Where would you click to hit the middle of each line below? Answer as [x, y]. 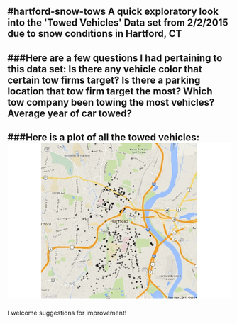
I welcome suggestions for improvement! [67, 313]
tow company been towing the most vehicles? [111, 102]
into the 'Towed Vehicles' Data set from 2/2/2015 [118, 23]
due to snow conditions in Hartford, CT [95, 34]
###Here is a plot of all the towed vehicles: [104, 138]
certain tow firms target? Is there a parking [104, 80]
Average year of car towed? [70, 113]
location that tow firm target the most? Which [110, 91]
